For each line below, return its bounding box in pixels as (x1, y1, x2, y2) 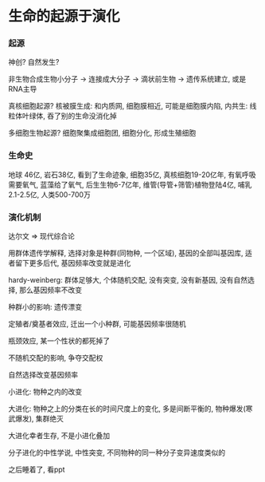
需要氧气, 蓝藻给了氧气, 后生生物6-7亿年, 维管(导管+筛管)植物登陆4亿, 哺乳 (8, 180, 252, 189)
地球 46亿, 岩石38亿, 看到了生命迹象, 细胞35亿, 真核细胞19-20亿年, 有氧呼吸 (8, 169, 256, 180)
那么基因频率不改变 (18, 285, 82, 295)
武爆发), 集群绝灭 (8, 414, 64, 424)
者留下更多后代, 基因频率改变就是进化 (8, 259, 131, 268)
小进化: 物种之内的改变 (8, 387, 82, 397)
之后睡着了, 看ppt (8, 464, 65, 475)
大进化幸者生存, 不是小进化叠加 (8, 431, 110, 441)
